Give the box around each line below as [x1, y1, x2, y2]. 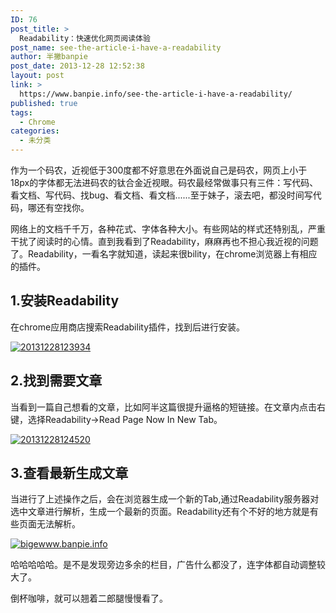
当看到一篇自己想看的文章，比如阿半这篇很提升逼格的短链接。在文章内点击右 [10, 401, 326, 413]
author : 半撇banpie [10, 52, 89, 62]
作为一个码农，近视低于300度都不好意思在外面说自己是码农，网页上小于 [10, 164, 308, 176]
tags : [10, 107, 33, 118]
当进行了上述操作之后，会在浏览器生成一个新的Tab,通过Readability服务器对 [10, 493, 320, 505]
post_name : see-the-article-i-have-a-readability [10, 42, 222, 53]
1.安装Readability [10, 292, 120, 310]
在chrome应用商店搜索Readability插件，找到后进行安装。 [10, 321, 245, 333]
